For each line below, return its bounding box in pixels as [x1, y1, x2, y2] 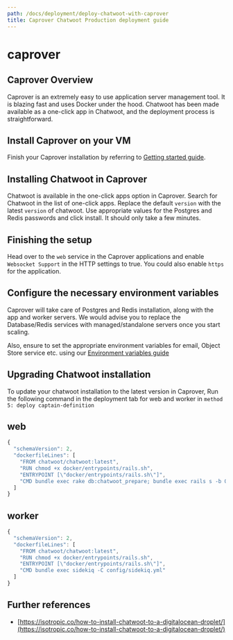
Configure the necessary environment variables [7, 287, 219, 299]
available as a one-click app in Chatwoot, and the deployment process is [7, 107, 215, 115]
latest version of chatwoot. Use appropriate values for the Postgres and [7, 206, 212, 215]
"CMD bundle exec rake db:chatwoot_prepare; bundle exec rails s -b [19, 478, 222, 485]
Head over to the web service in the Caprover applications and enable [7, 252, 205, 260]
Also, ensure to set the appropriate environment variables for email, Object [7, 341, 221, 349]
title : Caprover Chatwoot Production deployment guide [7, 17, 169, 24]
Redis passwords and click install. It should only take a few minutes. [7, 214, 201, 222]
